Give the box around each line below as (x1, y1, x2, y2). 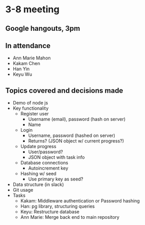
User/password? (28, 149, 63, 155)
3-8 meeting (5, 4, 60, 15)
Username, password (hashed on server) (28, 132, 116, 139)
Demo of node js (12, 100, 48, 106)
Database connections (20, 160, 68, 166)
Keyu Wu (12, 71, 32, 77)
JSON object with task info (28, 154, 85, 160)
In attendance (5, 41, 51, 50)
